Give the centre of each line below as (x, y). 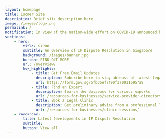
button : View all (40, 128)
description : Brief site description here (49, 19)
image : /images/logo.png (30, 23)
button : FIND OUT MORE (46, 60)
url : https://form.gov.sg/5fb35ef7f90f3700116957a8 (90, 82)
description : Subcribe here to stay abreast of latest (93, 78)
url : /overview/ (39, 64)
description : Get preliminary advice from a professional (96, 105)
